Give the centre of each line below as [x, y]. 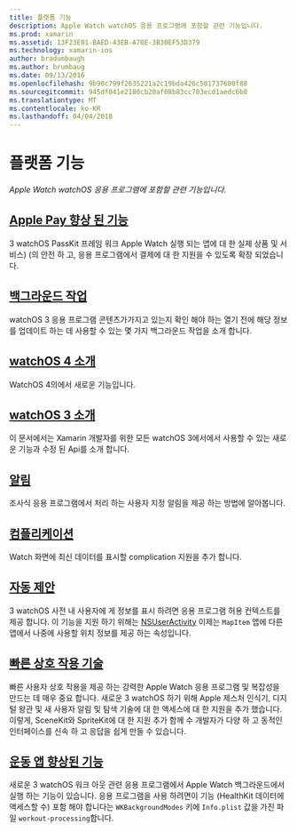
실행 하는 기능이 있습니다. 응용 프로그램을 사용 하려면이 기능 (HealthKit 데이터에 [147, 796]
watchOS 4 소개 [52, 361]
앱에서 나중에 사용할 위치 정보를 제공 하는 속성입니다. [100, 633]
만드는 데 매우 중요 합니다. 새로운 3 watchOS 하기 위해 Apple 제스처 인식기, [140, 698]
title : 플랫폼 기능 [40, 17]
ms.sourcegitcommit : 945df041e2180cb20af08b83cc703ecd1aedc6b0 [129, 92]
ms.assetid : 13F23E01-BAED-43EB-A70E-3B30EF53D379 [105, 42]
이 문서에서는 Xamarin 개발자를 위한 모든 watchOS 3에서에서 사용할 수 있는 [140, 438]
